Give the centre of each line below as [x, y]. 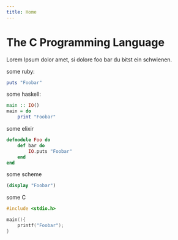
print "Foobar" [37, 117]
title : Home [21, 12]
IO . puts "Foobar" [50, 151]
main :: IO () [23, 106]
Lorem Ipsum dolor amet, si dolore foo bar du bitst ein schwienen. [89, 60]
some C [16, 198]
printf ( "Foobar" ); [41, 226]
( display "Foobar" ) [31, 186]
